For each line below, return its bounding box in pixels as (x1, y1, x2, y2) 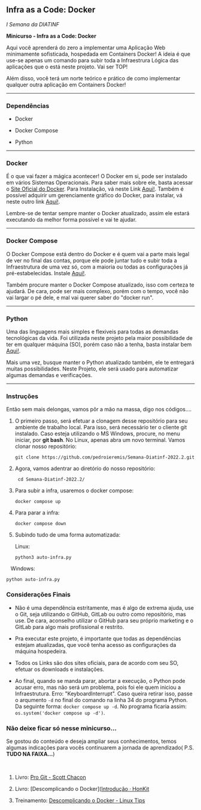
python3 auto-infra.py (14, 555, 72, 561)
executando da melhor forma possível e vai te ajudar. (6, 216, 137, 224)
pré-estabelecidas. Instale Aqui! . (6, 269, 87, 276)
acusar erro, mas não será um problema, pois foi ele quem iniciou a (14, 683, 181, 691)
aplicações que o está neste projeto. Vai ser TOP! (6, 63, 128, 70)
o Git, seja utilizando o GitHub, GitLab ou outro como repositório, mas (14, 610, 187, 618)
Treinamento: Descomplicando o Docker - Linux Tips (14, 797, 145, 804)
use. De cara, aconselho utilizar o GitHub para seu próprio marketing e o (14, 617, 194, 624)
